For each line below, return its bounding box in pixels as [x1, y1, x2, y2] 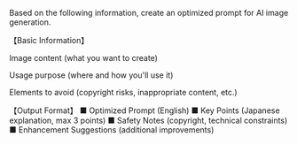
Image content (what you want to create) [9, 53, 158, 63]
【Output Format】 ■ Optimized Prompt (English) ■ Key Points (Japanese [9, 105, 281, 116]
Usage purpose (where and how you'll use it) [9, 70, 174, 80]
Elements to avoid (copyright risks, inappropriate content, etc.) [9, 87, 238, 97]
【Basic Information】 [9, 35, 90, 45]
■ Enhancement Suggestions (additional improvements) [9, 125, 215, 135]
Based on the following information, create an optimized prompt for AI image [9, 8, 289, 18]
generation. [9, 17, 51, 27]
